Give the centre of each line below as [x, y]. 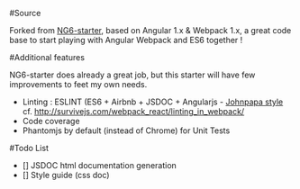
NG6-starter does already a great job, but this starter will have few [132, 75]
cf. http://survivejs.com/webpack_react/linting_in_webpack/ [133, 111]
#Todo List [29, 148]
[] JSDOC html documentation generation [100, 165]
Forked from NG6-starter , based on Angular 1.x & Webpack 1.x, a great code [150, 30]
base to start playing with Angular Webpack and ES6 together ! [126, 40]
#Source [25, 13]
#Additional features [47, 57]
